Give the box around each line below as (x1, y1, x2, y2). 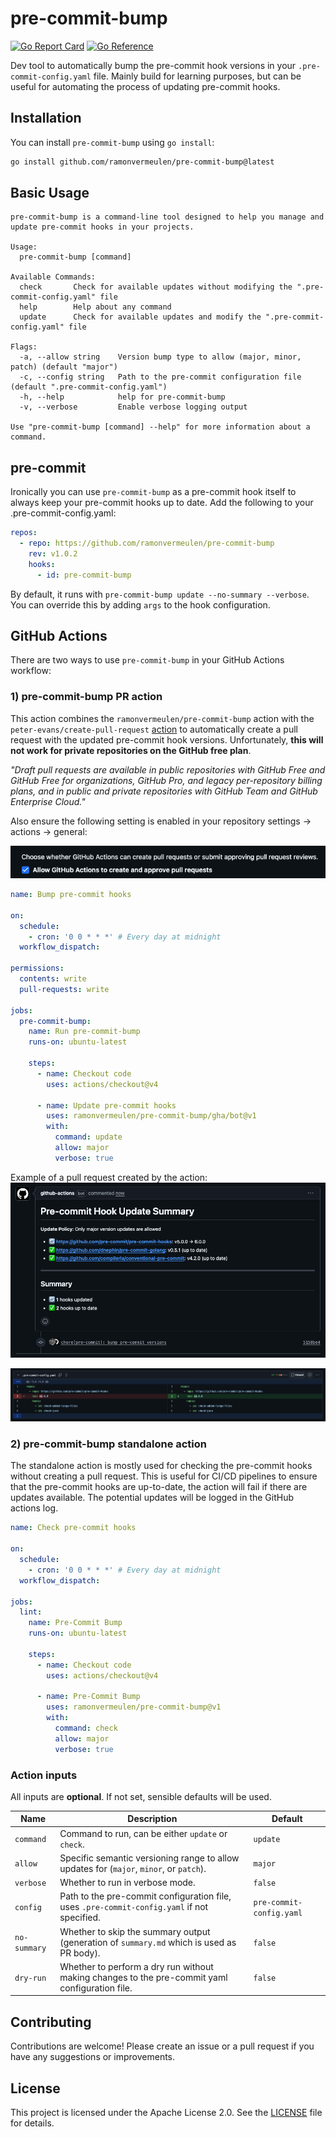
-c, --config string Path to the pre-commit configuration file (19, 372, 302, 382)
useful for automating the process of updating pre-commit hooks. (10, 80, 281, 92)
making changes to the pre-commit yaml (59, 1971, 228, 1983)
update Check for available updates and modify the (19, 312, 262, 322)
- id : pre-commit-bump (36, 570, 132, 580)
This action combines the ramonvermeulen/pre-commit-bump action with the (10, 712, 315, 724)
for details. (10, 2117, 55, 2129)
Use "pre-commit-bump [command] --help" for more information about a (10, 422, 311, 432)
